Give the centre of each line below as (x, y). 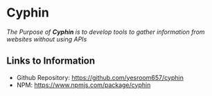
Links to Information (51, 61)
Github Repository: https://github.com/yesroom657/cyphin (100, 77)
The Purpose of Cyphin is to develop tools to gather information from (106, 32)
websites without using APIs (47, 39)
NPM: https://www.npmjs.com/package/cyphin (83, 85)
